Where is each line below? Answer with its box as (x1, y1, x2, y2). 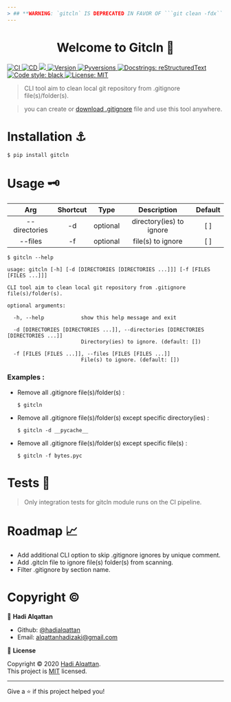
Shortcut (57, 205, 87, 215)
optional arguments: (7, 302, 67, 310)
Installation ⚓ (7, 129, 87, 145)
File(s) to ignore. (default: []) (80, 357, 180, 363)
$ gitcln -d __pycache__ (16, 427, 89, 434)
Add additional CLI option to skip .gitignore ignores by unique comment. (16, 551, 221, 559)
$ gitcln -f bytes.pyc (16, 452, 82, 459)
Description (138, 205, 177, 215)
